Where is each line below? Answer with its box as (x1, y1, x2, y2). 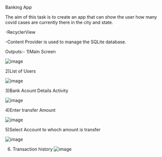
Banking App (5, 5, 32, 10)
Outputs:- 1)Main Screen (5, 49, 56, 54)
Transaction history (12, 146, 53, 152)
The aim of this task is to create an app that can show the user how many (5, 14, 157, 20)
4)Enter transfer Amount (5, 107, 56, 113)
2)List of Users (5, 68, 36, 74)
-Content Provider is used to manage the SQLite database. (5, 39, 127, 45)
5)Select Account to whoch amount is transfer (5, 127, 101, 132)
